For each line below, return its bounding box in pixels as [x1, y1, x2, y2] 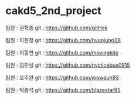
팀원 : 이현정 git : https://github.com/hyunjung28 [5, 36, 121, 43]
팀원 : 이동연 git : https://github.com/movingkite [5, 49, 118, 56]
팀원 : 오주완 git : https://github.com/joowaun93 [5, 74, 119, 81]
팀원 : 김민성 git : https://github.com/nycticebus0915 [5, 62, 130, 69]
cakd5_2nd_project [5, 4, 102, 18]
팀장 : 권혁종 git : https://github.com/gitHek [5, 24, 108, 31]
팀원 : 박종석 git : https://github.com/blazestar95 [5, 86, 121, 93]
